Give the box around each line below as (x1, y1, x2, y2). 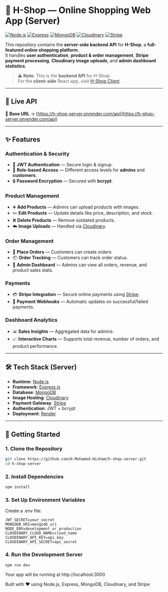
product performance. (12, 343, 58, 349)
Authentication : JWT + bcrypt (12, 406, 76, 412)
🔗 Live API (5, 97, 37, 106)
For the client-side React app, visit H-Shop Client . (17, 78, 121, 84)
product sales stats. (12, 267, 53, 273)
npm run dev (5, 562, 30, 567)
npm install (5, 484, 30, 489)
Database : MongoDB (12, 389, 56, 396)
